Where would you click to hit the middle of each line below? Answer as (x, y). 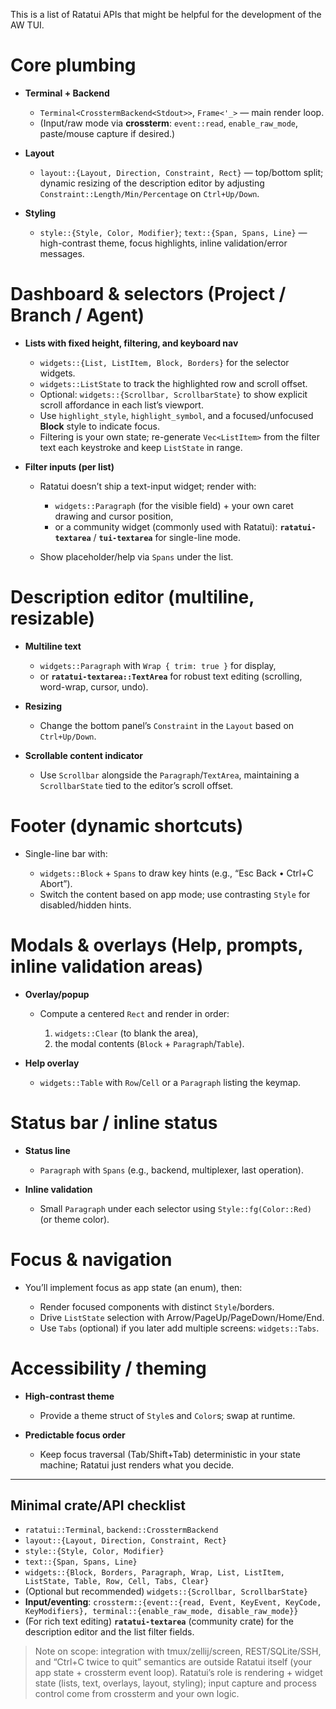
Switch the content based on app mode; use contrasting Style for (175, 894)
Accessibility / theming (108, 1368)
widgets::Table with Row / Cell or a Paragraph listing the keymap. (170, 1082)
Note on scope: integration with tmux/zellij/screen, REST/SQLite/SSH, (178, 1651)
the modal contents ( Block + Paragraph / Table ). (149, 1043)
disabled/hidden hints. (85, 905)
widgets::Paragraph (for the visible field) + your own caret (174, 505)
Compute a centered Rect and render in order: (134, 1013)
